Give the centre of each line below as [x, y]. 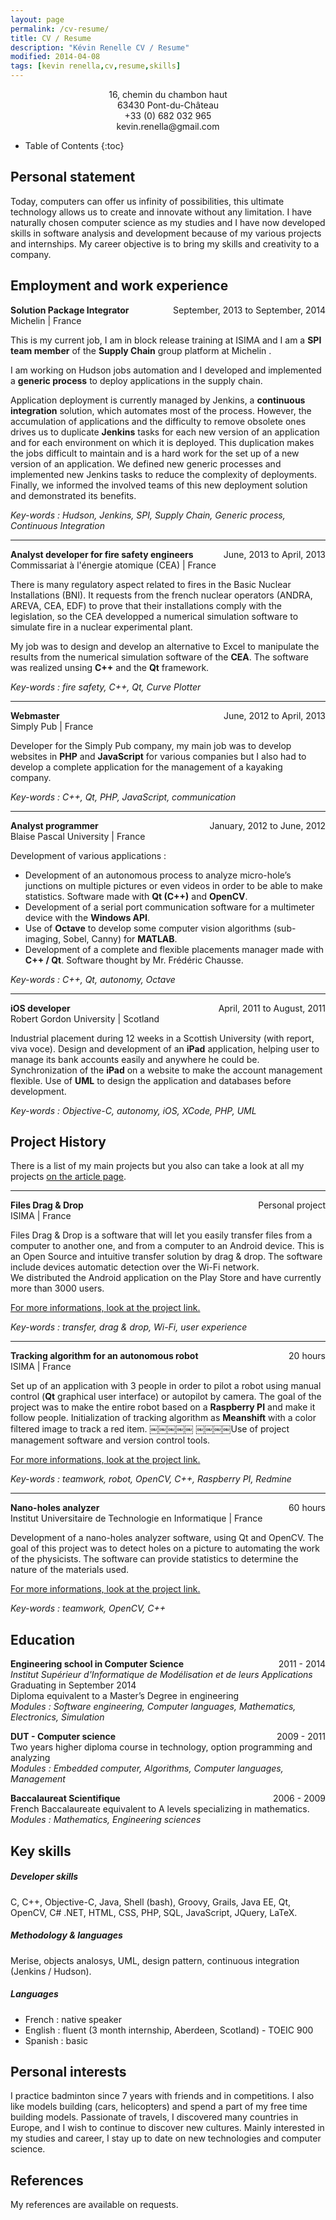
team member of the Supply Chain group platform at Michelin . [141, 350]
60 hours [307, 1508]
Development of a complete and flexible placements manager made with [174, 949]
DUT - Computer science [63, 1737]
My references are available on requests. [94, 2205]
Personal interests [68, 2071]
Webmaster [35, 715]
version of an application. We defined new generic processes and [146, 463]
